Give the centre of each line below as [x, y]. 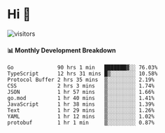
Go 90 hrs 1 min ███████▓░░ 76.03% [82, 68]
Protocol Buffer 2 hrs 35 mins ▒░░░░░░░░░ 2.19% [81, 80]
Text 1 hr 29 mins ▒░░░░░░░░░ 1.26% [81, 111]
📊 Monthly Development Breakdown [62, 50]
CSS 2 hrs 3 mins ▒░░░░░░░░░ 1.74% [81, 86]
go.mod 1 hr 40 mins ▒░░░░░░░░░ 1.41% [81, 98]
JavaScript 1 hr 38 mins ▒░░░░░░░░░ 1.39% [81, 104]
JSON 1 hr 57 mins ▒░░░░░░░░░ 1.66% [81, 92]
